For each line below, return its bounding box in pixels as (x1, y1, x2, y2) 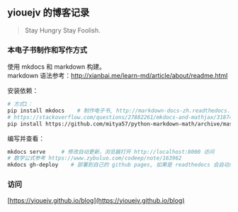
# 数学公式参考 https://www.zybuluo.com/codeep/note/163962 (7, 155, 182, 162)
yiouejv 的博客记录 (7, 6, 90, 19)
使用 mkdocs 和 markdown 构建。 (7, 62, 106, 71)
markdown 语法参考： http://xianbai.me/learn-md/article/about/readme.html (7, 72, 228, 80)
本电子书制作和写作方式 (7, 45, 87, 55)
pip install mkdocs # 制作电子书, (7, 107, 113, 114)
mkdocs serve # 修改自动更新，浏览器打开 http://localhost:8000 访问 (7, 148, 215, 155)
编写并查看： (7, 134, 45, 143)
